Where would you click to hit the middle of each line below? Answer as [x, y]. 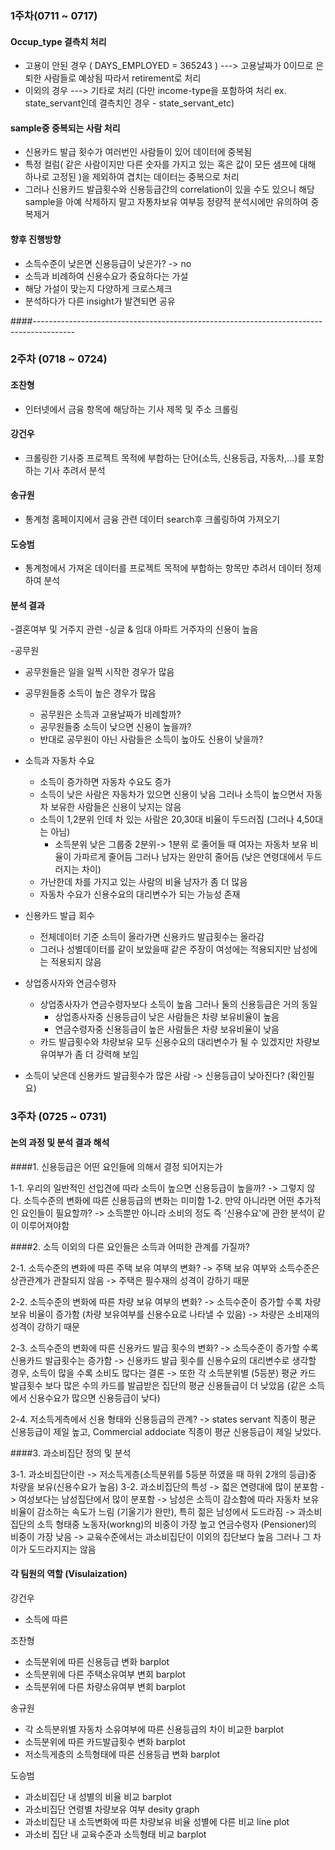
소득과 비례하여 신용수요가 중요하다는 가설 [106, 276]
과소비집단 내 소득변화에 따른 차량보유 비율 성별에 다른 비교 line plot [157, 1821]
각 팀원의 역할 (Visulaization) [69, 1574]
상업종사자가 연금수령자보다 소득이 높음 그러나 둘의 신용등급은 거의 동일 [178, 1004]
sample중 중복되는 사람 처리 [65, 128]
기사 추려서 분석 [74, 470]
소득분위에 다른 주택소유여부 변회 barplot [105, 1674]
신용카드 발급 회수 [59, 916]
